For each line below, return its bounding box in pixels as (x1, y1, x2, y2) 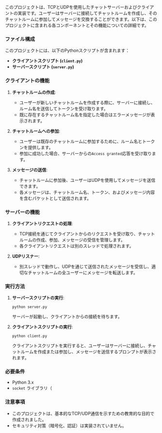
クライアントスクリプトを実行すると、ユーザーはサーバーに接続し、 (12, 343, 148, 349)
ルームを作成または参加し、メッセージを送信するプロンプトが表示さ (20, 349, 157, 355)
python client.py (12, 334, 48, 338)
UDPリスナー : (12, 253, 40, 259)
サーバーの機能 (5, 208, 40, 215)
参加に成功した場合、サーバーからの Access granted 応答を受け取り (19, 150, 152, 156)
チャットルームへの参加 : (12, 128, 61, 134)
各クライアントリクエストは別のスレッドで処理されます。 (19, 243, 134, 249)
